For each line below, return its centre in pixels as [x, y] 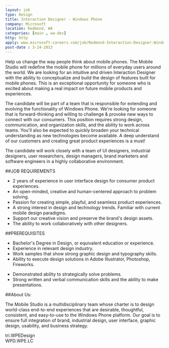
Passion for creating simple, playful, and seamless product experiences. [87, 202]
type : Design [19, 15]
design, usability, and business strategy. [47, 325]
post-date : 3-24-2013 [29, 47]
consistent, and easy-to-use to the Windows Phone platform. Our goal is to [83, 315]
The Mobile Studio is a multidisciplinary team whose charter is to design [80, 304]
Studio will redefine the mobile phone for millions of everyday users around [83, 67]
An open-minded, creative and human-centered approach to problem [84, 191]
